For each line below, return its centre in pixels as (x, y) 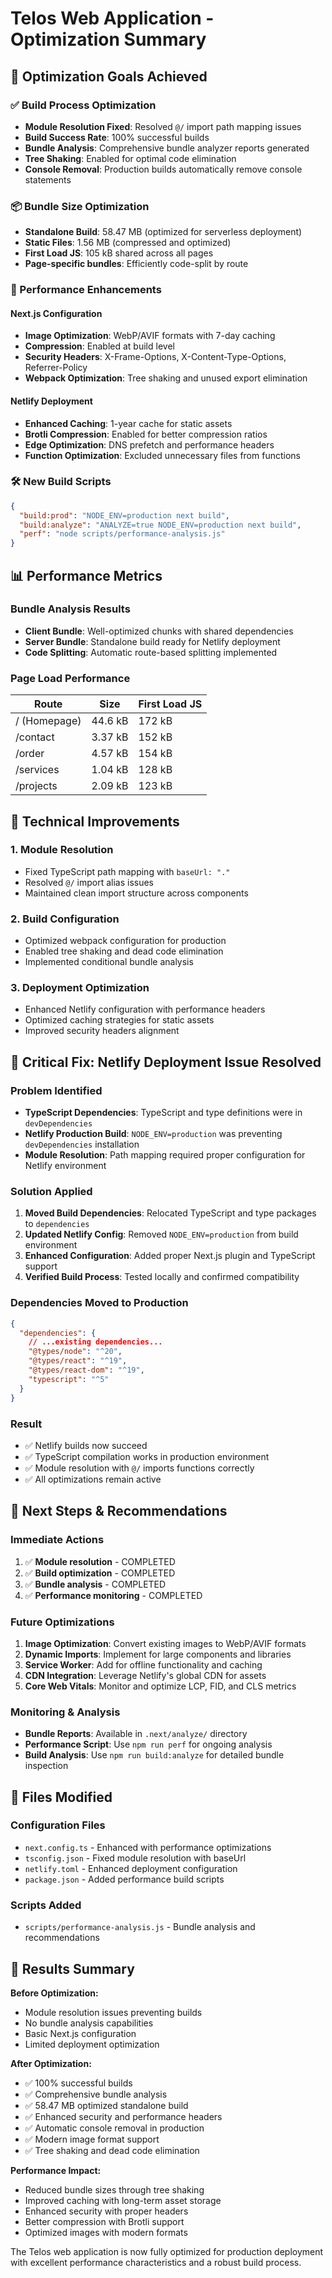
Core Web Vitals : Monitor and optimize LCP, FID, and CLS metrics (160, 1686)
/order (30, 754)
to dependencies (57, 1224)
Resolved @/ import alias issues (89, 882)
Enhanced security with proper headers (106, 2211)
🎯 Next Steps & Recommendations (119, 1511)
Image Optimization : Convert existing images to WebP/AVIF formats (165, 1643)
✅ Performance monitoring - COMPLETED (113, 1595)
